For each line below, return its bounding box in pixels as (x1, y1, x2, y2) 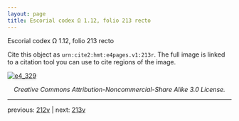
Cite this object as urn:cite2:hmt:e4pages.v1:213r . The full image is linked (7, 50, 225, 59)
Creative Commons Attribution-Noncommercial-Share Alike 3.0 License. (14, 85, 225, 93)
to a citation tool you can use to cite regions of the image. (7, 57, 176, 66)
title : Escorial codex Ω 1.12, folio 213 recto (7, 17, 152, 24)
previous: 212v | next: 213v (7, 105, 86, 114)
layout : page (7, 10, 46, 18)
